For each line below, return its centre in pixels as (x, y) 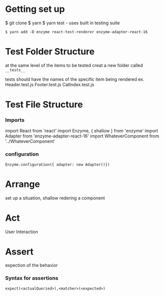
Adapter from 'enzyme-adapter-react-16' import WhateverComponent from (82, 136)
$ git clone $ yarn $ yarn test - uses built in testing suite (63, 23)
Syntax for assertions (32, 278)
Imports (15, 120)
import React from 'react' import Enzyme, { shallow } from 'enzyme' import (82, 131)
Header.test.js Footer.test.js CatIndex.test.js (50, 84)
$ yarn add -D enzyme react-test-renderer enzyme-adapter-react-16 (77, 32)
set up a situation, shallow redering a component (55, 198)
